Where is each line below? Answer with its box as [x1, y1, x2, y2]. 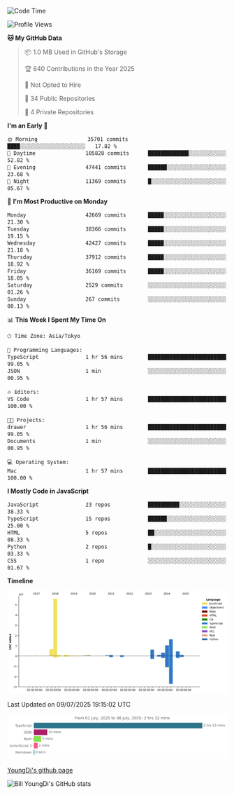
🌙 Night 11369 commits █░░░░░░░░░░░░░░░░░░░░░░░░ [7, 178, 227, 185]
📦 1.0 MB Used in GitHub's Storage [24, 48, 127, 56]
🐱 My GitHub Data [7, 34, 63, 42]
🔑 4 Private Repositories [24, 108, 94, 116]
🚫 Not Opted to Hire [24, 81, 82, 89]
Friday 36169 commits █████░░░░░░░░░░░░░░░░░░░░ [7, 268, 227, 275]
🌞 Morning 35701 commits [7, 136, 129, 143]
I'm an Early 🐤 [7, 121, 48, 130]
